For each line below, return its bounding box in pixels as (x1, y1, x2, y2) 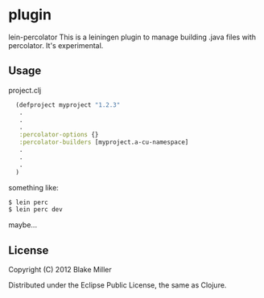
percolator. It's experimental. (8, 40, 104, 50)
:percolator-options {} (19, 131, 99, 139)
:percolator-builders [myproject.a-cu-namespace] (19, 138, 189, 146)
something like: (8, 182, 59, 192)
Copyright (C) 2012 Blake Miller (8, 265, 113, 275)
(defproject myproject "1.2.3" (15, 100, 121, 109)
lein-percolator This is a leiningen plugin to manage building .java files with (8, 32, 256, 42)
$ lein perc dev (8, 206, 63, 214)
